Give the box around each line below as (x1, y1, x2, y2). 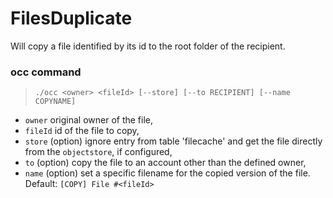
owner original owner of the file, (24, 114, 154, 126)
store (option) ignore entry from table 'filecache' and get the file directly (24, 135, 323, 147)
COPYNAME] (34, 97, 77, 107)
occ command (10, 65, 82, 79)
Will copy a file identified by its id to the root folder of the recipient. (10, 40, 286, 52)
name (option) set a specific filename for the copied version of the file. (24, 167, 311, 179)
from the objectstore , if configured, (24, 146, 173, 158)
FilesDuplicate (10, 7, 133, 30)
